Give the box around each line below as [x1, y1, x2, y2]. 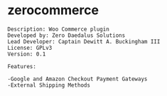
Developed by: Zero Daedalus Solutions [7, 31, 126, 39]
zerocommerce [7, 2, 99, 18]
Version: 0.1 [7, 50, 46, 58]
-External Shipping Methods [7, 81, 91, 89]
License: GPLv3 [7, 44, 53, 51]
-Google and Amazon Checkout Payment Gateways [7, 75, 148, 82]
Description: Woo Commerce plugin [7, 26, 110, 33]
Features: [7, 63, 37, 70]
